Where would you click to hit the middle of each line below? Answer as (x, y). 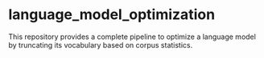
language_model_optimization (112, 15)
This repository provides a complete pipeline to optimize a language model (132, 37)
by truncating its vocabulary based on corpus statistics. (101, 44)
